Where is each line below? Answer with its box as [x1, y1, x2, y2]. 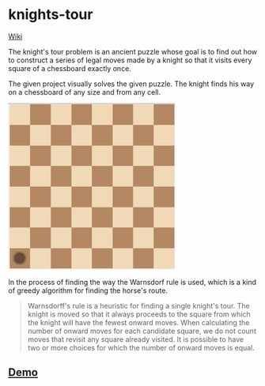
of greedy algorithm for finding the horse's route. [8, 286, 168, 295]
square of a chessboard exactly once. [8, 63, 132, 73]
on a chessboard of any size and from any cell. [8, 87, 161, 96]
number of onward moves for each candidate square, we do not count [27, 326, 257, 335]
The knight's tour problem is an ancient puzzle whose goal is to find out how [8, 47, 258, 56]
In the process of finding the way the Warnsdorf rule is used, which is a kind [8, 277, 257, 287]
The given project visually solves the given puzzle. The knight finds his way [8, 79, 255, 88]
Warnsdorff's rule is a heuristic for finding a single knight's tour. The [27, 301, 251, 310]
